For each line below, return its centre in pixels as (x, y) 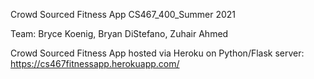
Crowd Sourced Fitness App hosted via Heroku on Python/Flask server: (157, 53)
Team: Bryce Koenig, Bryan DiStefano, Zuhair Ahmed (119, 33)
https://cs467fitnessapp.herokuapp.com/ (95, 63)
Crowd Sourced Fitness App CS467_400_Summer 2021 (123, 14)
